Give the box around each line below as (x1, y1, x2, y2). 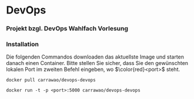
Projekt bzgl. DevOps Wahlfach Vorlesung (6, 25, 128, 33)
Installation (6, 40, 39, 49)
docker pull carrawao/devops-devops (6, 77, 96, 83)
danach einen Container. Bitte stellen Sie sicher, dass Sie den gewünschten (6, 60, 189, 67)
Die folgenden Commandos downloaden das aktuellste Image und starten (6, 53, 184, 60)
